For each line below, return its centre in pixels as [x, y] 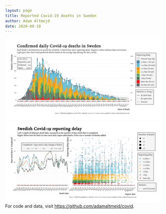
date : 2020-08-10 [23, 26]
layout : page [19, 10]
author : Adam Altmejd [28, 21]
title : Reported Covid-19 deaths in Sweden [51, 16]
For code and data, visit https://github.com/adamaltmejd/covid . [70, 206]
